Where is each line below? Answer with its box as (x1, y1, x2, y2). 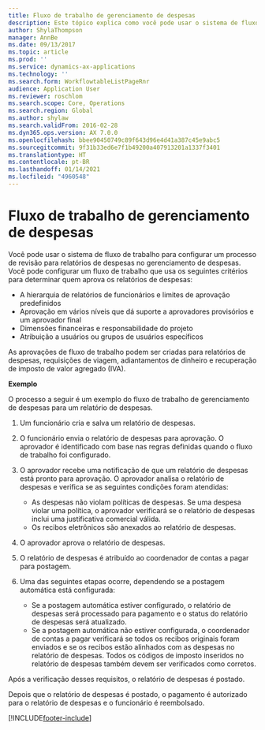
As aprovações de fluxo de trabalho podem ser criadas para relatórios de (8, 347, 246, 356)
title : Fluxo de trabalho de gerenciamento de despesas (8, 11, 196, 20)
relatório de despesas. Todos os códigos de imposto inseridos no (31, 650, 244, 660)
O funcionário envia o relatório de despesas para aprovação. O (19, 433, 225, 442)
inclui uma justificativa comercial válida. (31, 514, 162, 523)
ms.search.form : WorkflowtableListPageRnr (8, 77, 150, 85)
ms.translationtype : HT (8, 151, 87, 158)
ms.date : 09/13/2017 (8, 41, 77, 49)
